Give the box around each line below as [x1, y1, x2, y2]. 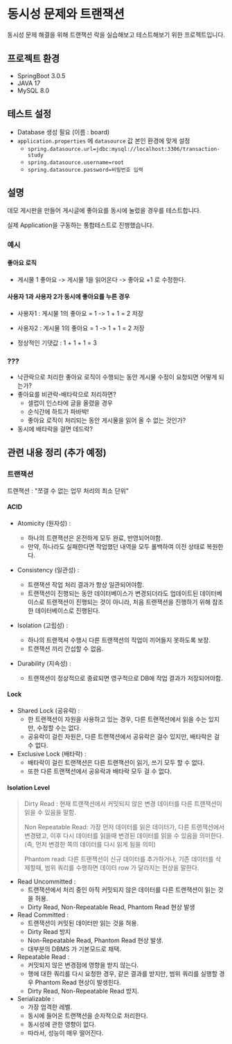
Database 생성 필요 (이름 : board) [17, 127, 110, 136]
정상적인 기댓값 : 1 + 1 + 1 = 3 [17, 339, 97, 347]
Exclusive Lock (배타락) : [17, 750, 87, 758]
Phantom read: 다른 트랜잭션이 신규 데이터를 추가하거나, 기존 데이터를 [24, 855, 214, 863]
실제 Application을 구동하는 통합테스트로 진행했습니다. [7, 221, 154, 229]
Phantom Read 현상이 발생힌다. [35, 978, 121, 987]
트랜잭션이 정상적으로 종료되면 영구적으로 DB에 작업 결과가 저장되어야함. [27, 674, 223, 682]
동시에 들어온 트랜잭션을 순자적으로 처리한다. [27, 1011, 148, 1020]
